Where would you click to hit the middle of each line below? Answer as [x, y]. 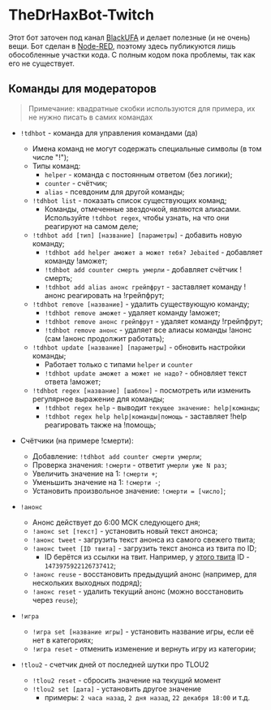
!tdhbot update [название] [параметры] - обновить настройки [139, 347]
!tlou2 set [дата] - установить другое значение [116, 689]
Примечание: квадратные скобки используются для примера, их [142, 108]
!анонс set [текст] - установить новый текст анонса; [125, 530]
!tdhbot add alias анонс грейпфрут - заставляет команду [143, 287]
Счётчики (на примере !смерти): [77, 440]
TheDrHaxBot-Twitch [81, 15]
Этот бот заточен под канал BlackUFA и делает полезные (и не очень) [129, 37]
